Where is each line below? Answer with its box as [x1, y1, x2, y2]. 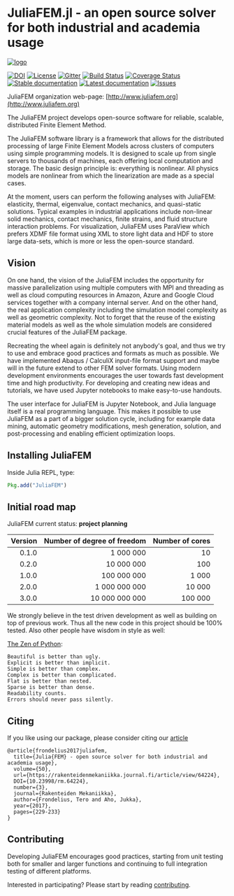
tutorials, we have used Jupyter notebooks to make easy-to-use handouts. [7, 386, 222, 394]
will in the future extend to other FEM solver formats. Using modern [7, 364, 201, 372]
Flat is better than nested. [7, 678, 92, 685]
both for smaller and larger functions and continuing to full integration [7, 859, 207, 868]
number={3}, [13, 784, 49, 791]
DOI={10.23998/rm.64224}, [13, 778, 89, 785]
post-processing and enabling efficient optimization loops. [7, 429, 175, 438]
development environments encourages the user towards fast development [7, 371, 224, 379]
